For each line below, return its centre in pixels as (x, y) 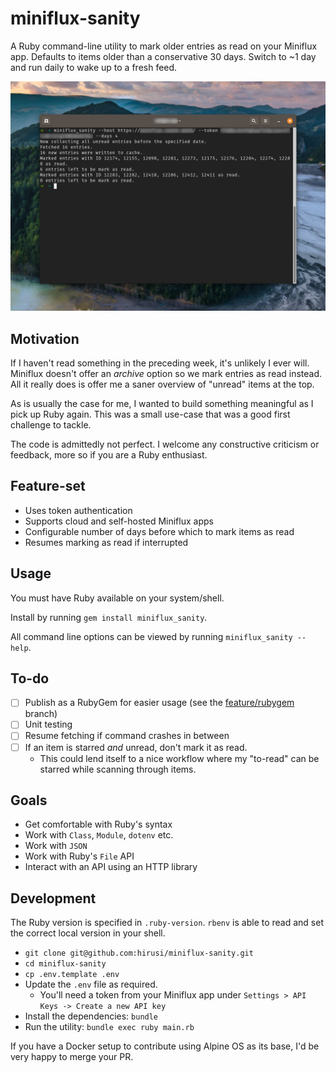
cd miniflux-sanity (65, 964)
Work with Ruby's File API (79, 856)
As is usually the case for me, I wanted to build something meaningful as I (162, 403)
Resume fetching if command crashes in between (127, 736)
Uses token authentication (78, 510)
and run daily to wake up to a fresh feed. (94, 67)
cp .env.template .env (72, 975)
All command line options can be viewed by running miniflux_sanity (151, 636)
